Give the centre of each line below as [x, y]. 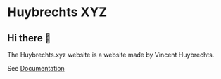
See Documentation [36, 68]
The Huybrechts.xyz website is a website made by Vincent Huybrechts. [111, 55]
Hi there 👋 [29, 38]
